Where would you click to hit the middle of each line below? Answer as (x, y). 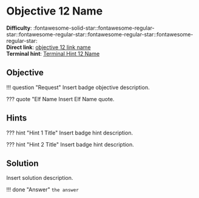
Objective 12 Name (55, 11)
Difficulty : (19, 28)
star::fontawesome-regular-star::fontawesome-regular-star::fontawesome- (100, 34)
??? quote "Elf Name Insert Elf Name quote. (60, 99)
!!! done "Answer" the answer (42, 190)
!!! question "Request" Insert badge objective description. (78, 87)
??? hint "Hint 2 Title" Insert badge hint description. (70, 144)
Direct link (19, 47)
